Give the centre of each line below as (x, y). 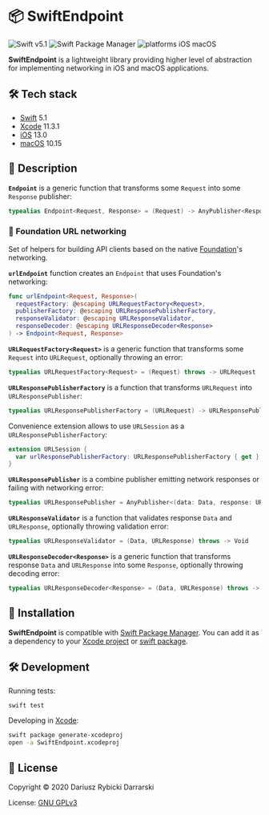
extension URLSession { (48, 449)
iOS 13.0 (34, 135)
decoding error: (34, 574)
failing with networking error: (56, 488)
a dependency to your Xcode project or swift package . (98, 641)
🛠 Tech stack (43, 94)
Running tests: (32, 691)
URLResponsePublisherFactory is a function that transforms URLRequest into (130, 387)
